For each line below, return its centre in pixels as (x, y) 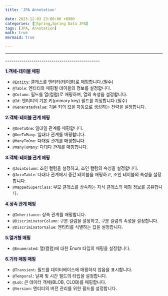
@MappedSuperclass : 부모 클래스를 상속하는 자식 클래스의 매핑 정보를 (79, 187)
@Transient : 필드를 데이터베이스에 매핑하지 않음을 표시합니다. (72, 269)
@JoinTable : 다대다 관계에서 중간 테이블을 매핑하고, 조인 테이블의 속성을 (82, 174)
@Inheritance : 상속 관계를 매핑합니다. (49, 214)
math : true (16, 33)
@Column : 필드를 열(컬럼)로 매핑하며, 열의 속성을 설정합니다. (70, 94)
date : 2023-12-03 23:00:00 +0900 (40, 19)
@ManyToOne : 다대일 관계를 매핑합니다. (49, 140)
